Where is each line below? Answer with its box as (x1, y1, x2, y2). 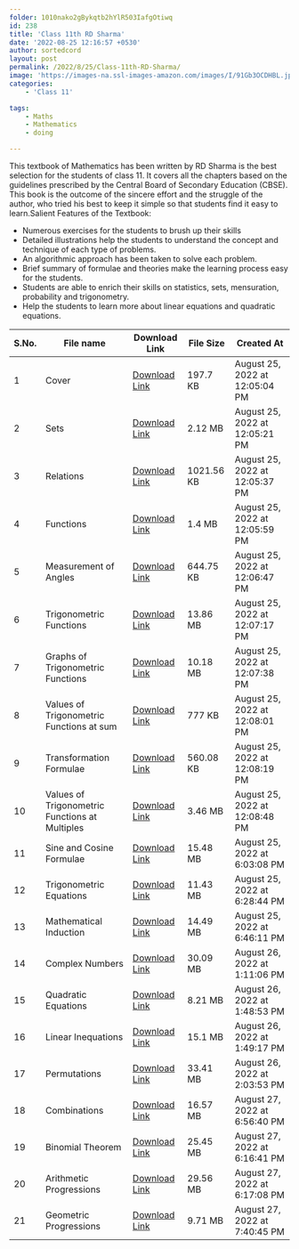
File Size (188, 337, 225, 349)
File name (63, 337, 106, 349)
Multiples (45, 822, 85, 833)
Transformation (45, 751, 109, 764)
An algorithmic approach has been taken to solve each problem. (21, 254, 258, 264)
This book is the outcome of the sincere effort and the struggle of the (9, 189, 263, 199)
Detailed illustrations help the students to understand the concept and (21, 235, 279, 245)
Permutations (45, 1067, 102, 1080)
